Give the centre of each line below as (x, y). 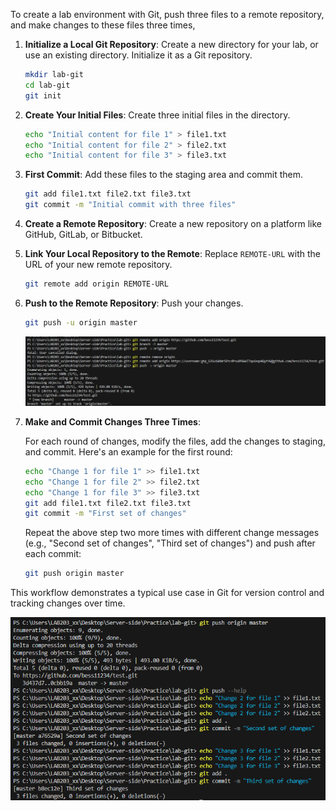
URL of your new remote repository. (98, 264)
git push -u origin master (81, 322)
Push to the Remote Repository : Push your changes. (134, 303)
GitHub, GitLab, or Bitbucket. (83, 234)
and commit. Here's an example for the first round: (128, 451)
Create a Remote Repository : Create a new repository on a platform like (173, 223)
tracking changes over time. (68, 603)
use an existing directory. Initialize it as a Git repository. (138, 55)
